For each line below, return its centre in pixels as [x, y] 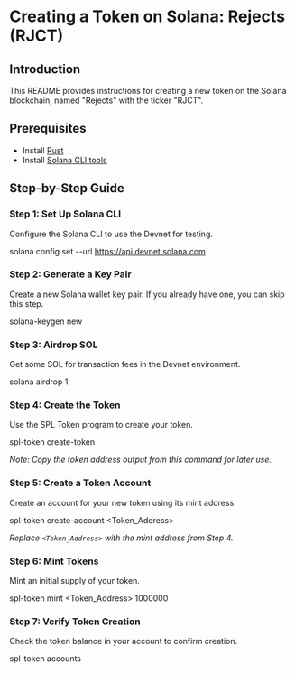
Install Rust [43, 150]
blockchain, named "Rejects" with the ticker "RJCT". [106, 100]
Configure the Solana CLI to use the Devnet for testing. [111, 234]
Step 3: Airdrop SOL [54, 345]
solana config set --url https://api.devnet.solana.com [107, 251]
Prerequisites [48, 129]
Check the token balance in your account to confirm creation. [123, 641]
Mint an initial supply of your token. [74, 580]
